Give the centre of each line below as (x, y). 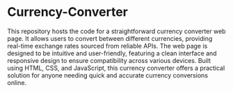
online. (17, 82)
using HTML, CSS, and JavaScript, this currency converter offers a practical (116, 68)
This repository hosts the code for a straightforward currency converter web (116, 31)
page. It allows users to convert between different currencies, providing (110, 38)
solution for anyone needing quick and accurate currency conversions (108, 75)
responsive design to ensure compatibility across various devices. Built (109, 60)
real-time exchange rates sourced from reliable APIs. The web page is (107, 46)
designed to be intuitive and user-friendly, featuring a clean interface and (112, 53)
